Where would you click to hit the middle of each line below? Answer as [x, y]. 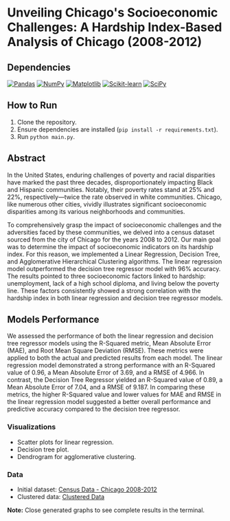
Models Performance [53, 320]
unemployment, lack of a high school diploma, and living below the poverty [113, 283]
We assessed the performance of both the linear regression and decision [111, 336]
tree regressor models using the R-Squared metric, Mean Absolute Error [109, 343]
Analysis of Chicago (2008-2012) [105, 42]
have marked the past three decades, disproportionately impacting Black [110, 182]
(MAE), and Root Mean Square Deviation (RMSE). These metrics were [105, 351]
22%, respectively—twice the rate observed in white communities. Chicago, [115, 197]
